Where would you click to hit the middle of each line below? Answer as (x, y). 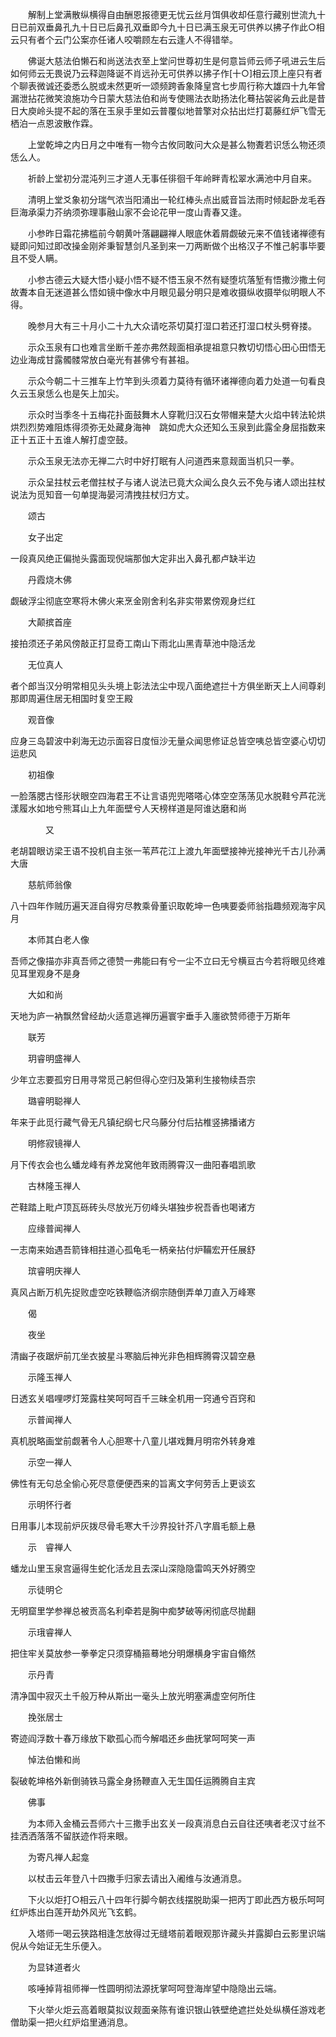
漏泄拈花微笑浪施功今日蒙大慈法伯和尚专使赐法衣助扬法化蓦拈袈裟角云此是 (163, 98)
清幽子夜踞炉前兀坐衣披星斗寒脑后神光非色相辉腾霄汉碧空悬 (133, 1356)
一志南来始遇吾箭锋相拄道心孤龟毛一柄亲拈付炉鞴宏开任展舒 (133, 1249)
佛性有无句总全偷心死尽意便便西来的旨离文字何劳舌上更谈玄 (133, 1483)
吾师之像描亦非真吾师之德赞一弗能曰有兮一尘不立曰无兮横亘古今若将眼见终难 (168, 961)
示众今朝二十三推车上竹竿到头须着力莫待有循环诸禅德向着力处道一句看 (172, 381)
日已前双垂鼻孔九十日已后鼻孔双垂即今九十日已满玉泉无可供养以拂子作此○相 (167, 27)
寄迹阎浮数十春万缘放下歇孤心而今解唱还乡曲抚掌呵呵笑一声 (133, 1738)
